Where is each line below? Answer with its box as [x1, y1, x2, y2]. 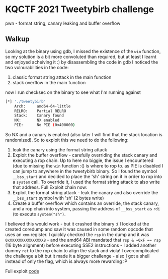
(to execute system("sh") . [12, 211, 66, 217]
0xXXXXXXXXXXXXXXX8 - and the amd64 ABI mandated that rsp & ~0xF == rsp [5, 237, 161, 243]
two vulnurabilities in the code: [5, 64, 69, 70]
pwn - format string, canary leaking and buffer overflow [5, 20, 121, 26]
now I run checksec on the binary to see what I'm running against [5, 89, 141, 95]
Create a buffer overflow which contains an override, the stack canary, [12, 200, 159, 206]
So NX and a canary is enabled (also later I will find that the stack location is [5, 132, 162, 137]
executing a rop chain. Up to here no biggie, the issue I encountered [12, 157, 154, 163]
